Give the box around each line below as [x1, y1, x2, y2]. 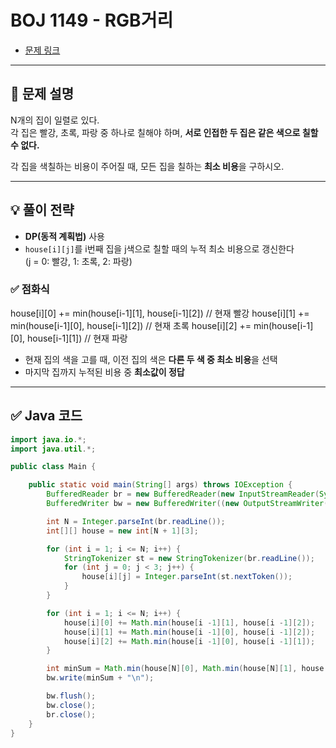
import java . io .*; [10, 434, 87, 445]
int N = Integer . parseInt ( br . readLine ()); [46, 516, 226, 526]
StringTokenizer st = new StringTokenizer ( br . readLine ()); [63, 553, 315, 563]
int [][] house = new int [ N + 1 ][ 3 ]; [46, 526, 199, 536]
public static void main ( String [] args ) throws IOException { [28, 480, 293, 490]
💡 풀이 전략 [10, 202, 75, 219]
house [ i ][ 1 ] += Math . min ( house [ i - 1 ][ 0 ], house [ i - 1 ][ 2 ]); [63, 627, 316, 637]
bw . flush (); [46, 691, 97, 701]
